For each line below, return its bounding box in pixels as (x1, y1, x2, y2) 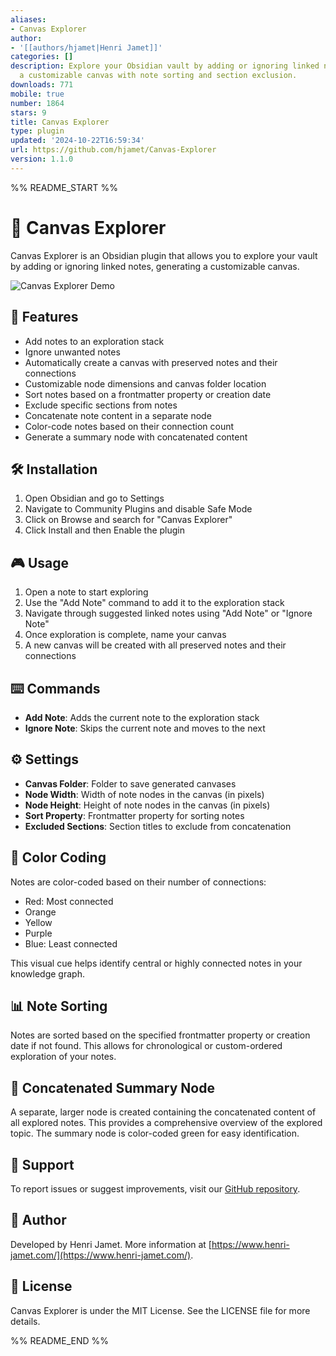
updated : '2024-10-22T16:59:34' (10, 136, 145, 146)
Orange (24, 906, 57, 918)
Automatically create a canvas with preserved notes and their (24, 356, 278, 368)
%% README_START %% (10, 181, 118, 193)
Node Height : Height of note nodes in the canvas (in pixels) (24, 799, 271, 811)
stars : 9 (10, 107, 47, 118)
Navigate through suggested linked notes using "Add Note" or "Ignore (24, 607, 313, 620)
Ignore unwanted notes (24, 346, 121, 358)
